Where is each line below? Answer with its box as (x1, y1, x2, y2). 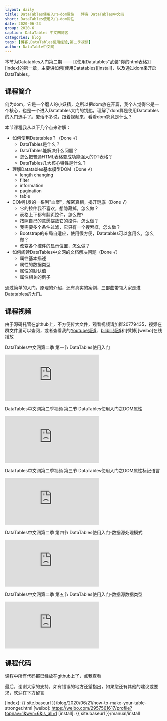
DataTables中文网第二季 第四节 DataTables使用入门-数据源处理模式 (5, 530, 143, 536)
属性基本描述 (19, 255, 46, 261)
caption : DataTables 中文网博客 (5, 30, 69, 35)
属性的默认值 (19, 268, 46, 274)
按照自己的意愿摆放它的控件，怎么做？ (19, 218, 99, 224)
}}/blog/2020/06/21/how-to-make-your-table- (52, 700, 147, 706)
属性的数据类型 (19, 262, 51, 268)
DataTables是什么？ (19, 141, 61, 147)
